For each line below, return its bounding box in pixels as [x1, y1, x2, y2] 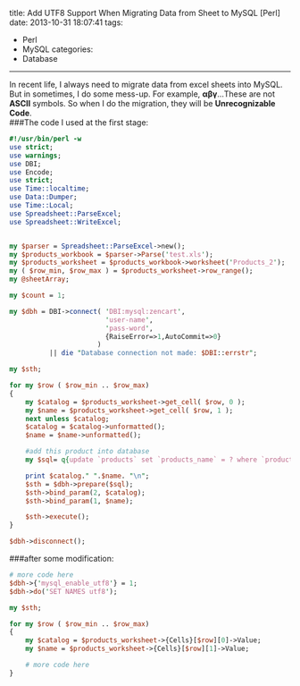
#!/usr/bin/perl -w [9, 134, 82, 143]
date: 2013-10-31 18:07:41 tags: [9, 17, 123, 28]
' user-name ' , [104, 315, 154, 325]
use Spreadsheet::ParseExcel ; [9, 209, 122, 218]
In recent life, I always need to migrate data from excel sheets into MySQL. [9, 80, 283, 89]
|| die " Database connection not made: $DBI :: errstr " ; [48, 349, 257, 358]
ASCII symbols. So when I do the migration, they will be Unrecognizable [9, 98, 276, 108]
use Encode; [9, 167, 54, 177]
